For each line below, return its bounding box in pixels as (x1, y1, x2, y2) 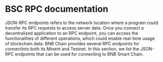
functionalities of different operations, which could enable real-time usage (5, 35, 155, 41)
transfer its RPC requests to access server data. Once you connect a (5, 25, 144, 31)
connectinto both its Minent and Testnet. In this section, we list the (5, 46, 139, 52)
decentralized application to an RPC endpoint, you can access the (5, 30, 138, 36)
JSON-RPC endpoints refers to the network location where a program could (5, 20, 159, 26)
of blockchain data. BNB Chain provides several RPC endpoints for (5, 40, 140, 46)
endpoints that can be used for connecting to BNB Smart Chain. (15, 51, 144, 57)
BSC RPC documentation (5, 3, 109, 15)
